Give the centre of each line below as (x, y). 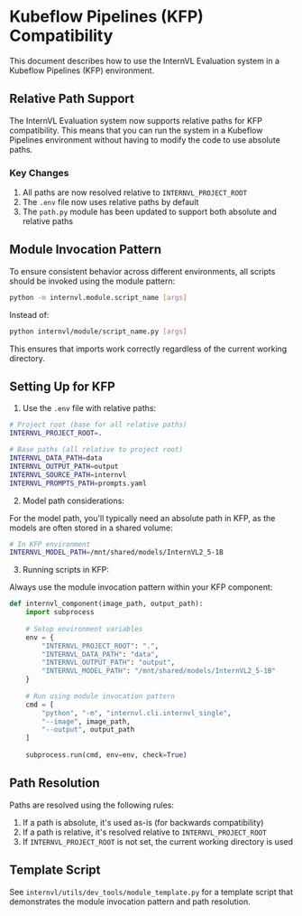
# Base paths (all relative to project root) (96, 450)
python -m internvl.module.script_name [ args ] (98, 297)
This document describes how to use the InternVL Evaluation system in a (145, 61)
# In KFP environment (50, 544)
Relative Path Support (72, 99)
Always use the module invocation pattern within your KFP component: (141, 587)
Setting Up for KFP (62, 387)
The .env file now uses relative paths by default (110, 202)
